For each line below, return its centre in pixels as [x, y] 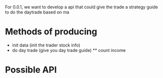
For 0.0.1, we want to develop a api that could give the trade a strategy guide [81, 7]
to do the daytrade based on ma [37, 12]
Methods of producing [51, 32]
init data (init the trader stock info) [46, 45]
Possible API [31, 70]
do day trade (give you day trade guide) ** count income [69, 50]
